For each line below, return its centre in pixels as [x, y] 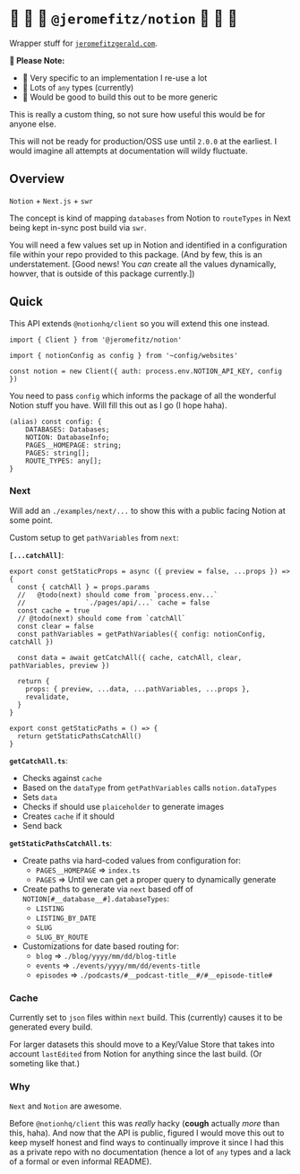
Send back [42, 825]
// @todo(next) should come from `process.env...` [118, 595]
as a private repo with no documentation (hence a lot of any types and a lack [150, 1152]
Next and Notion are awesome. [66, 1106]
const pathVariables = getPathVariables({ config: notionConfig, [142, 634]
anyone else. [33, 124]
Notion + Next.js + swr [51, 200]
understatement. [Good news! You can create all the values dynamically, [143, 264]
